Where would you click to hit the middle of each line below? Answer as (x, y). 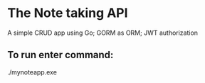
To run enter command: (61, 55)
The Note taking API (68, 13)
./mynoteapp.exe (32, 72)
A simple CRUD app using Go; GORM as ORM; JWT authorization (102, 33)
